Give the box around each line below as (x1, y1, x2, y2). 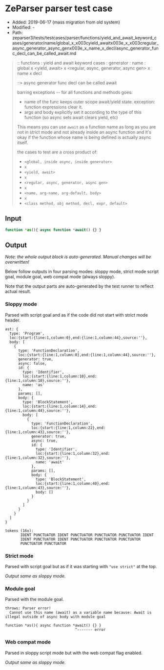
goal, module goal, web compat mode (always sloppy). (5, 274, 116, 280)
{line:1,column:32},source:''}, (5, 455, 71, 460)
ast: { (5, 326, 19, 331)
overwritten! (5, 259, 29, 265)
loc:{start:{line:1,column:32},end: (36, 451, 110, 456)
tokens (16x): (5, 528, 34, 533)
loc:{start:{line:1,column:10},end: (22, 373, 97, 379)
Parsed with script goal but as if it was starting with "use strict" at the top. (5, 564, 157, 570)
